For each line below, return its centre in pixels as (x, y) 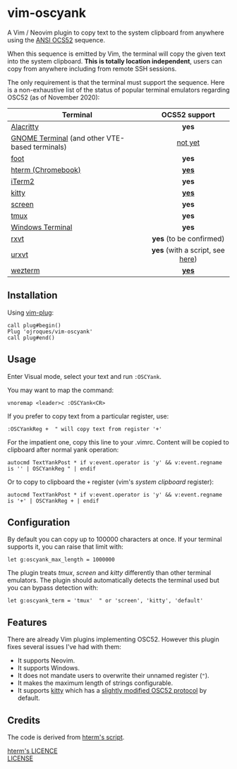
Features (27, 622)
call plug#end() (31, 338)
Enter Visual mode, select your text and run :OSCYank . (85, 376)
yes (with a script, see (188, 250)
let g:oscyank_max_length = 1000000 (61, 560)
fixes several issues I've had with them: (65, 647)
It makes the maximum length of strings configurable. (95, 683)
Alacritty (25, 126)
